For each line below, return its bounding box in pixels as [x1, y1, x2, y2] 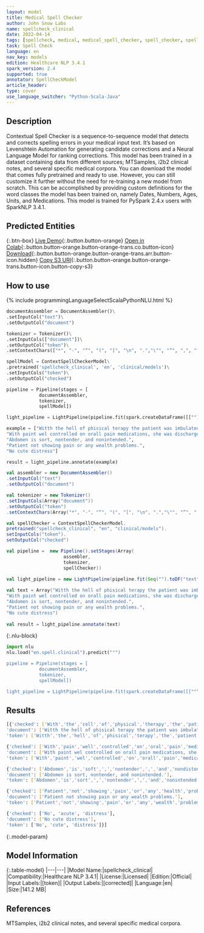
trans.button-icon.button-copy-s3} [6, 263, 93, 270]
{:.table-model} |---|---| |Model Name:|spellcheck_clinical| [6, 867, 153, 874]
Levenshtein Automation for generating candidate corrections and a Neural [6, 145, 194, 153]
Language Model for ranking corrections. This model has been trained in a [6, 151, 192, 159]
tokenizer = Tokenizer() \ [6, 331, 72, 337]
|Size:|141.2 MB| [6, 886, 47, 893]
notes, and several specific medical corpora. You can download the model [6, 165, 192, 172]
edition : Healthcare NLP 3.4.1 [6, 60, 86, 66]
